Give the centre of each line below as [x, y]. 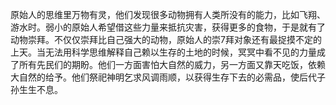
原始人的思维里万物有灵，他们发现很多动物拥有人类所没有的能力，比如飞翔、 [168, 14]
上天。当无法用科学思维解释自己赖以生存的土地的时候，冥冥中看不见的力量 [163, 52]
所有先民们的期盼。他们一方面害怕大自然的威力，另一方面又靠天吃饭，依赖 [172, 64]
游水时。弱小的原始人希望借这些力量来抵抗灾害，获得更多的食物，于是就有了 [168, 27]
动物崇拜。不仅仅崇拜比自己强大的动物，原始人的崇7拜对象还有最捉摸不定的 [166, 39]
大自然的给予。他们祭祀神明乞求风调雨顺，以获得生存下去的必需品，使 [155, 77]
